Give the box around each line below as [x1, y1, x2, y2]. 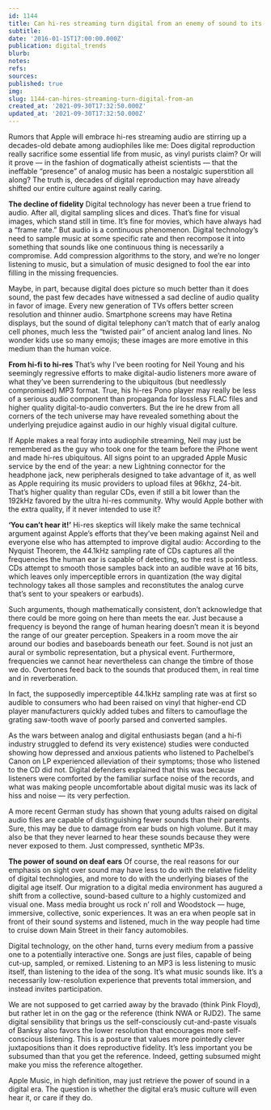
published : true [8, 79, 63, 87]
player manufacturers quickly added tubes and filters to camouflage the [8, 706, 248, 716]
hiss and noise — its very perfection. [8, 791, 131, 800]
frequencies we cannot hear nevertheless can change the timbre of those [8, 657, 254, 666]
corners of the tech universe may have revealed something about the [8, 411, 239, 421]
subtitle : [8, 27, 42, 35]
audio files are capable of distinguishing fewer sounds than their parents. [8, 815, 252, 824]
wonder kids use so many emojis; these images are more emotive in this [8, 335, 249, 345]
